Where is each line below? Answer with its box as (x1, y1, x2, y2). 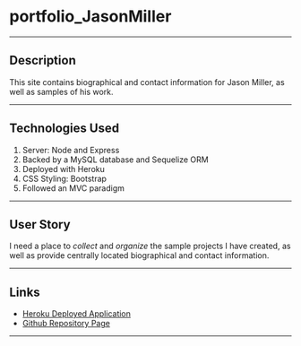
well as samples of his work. (9, 86, 114, 97)
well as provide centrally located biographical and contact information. (9, 250, 270, 261)
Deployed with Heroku (21, 163, 106, 174)
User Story (9, 217, 71, 232)
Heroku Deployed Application (21, 308, 132, 319)
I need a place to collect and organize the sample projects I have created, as (9, 240, 291, 252)
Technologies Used (9, 121, 119, 136)
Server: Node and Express (21, 144, 120, 155)
